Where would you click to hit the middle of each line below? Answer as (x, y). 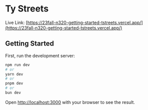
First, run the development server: (40, 55)
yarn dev (14, 74)
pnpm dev (14, 83)
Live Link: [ (16, 22)
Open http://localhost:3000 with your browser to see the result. (70, 102)
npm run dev (17, 65)
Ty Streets (27, 9)
